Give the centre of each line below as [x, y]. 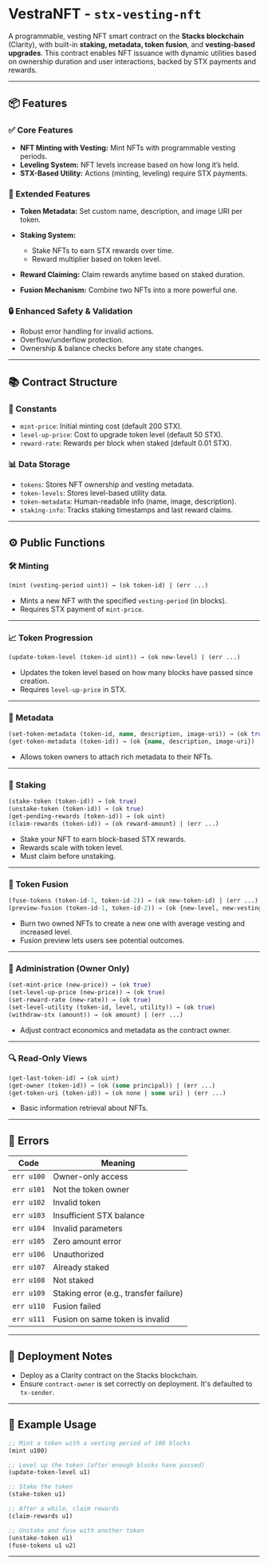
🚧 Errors [29, 1141]
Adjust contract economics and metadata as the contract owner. [125, 1030]
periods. [33, 156]
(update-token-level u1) [49, 1472]
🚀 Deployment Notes [61, 1356]
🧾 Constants [33, 409]
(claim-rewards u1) [41, 1516]
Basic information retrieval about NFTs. [84, 1108]
